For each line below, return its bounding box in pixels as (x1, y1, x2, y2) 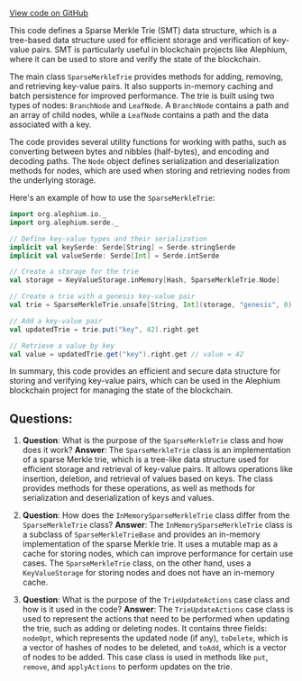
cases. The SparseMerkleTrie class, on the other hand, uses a (22, 558, 252, 568)
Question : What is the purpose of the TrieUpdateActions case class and (22, 595, 290, 605)
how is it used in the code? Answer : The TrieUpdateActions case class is (22, 604, 294, 615)
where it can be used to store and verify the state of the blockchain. (9, 54, 261, 64)
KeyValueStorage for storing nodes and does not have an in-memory (22, 567, 275, 578)
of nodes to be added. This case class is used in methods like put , (22, 652, 269, 663)
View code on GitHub (9, 8, 88, 18)
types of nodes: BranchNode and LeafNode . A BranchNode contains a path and (9, 100, 289, 111)
